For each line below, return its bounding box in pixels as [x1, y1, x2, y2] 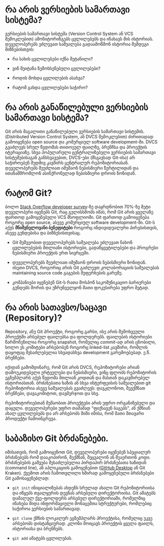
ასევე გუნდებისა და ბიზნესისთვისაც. [5, 230, 81, 236]
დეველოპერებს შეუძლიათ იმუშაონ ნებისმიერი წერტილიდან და [5, 165, 139, 171]
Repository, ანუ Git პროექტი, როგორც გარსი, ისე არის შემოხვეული [5, 329, 145, 334]
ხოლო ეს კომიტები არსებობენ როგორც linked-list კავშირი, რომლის [5, 344, 148, 350]
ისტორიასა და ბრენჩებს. [12, 525, 64, 531]
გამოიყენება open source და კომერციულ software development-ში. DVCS [5, 139, 158, 145]
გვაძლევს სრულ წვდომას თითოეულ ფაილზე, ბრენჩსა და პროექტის [5, 144, 147, 150]
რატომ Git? [5, 187, 53, 199]
